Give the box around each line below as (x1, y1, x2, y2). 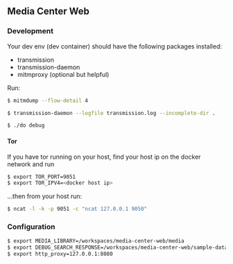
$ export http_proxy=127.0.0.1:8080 (7, 251, 113, 258)
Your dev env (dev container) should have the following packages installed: (7, 42, 222, 51)
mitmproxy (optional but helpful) (17, 70, 110, 78)
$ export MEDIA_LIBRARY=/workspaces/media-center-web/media (7, 238, 185, 245)
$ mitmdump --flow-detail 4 (7, 97, 89, 104)
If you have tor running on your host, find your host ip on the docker (7, 152, 201, 161)
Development (7, 26, 54, 36)
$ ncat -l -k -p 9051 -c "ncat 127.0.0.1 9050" (7, 206, 148, 213)
